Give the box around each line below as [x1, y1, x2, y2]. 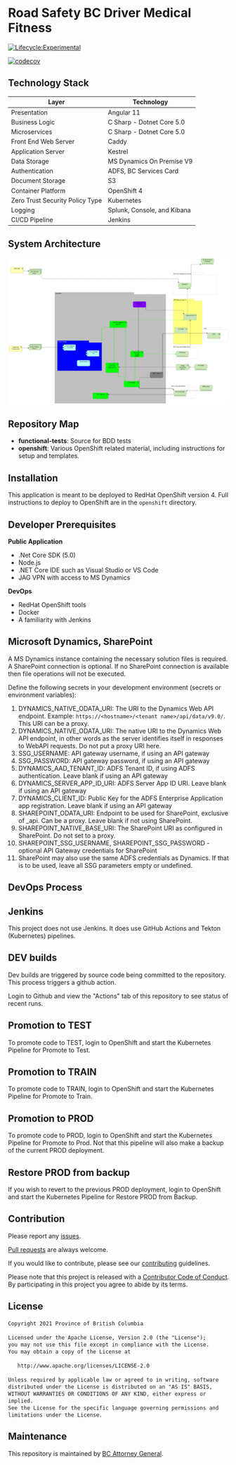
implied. [8, 1397, 34, 1405]
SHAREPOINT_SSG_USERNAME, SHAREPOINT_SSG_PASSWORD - [18, 838, 210, 847]
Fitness [8, 20, 52, 36]
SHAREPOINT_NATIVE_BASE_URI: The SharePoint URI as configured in [18, 824, 223, 832]
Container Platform [11, 186, 66, 195]
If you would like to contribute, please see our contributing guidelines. [8, 1259, 210, 1267]
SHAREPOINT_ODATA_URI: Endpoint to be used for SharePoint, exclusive [18, 809, 229, 817]
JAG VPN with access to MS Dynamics [18, 573, 131, 582]
